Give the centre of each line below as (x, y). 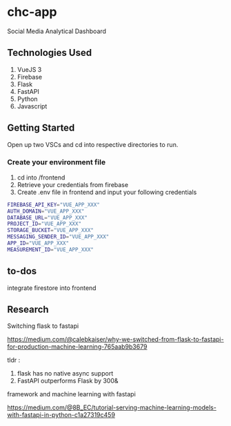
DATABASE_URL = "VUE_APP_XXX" (48, 217)
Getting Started (41, 128)
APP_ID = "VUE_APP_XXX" (38, 243)
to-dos (22, 271)
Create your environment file (56, 162)
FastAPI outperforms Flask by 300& (68, 381)
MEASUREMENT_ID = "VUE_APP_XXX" (51, 249)
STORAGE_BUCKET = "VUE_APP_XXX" (51, 231)
